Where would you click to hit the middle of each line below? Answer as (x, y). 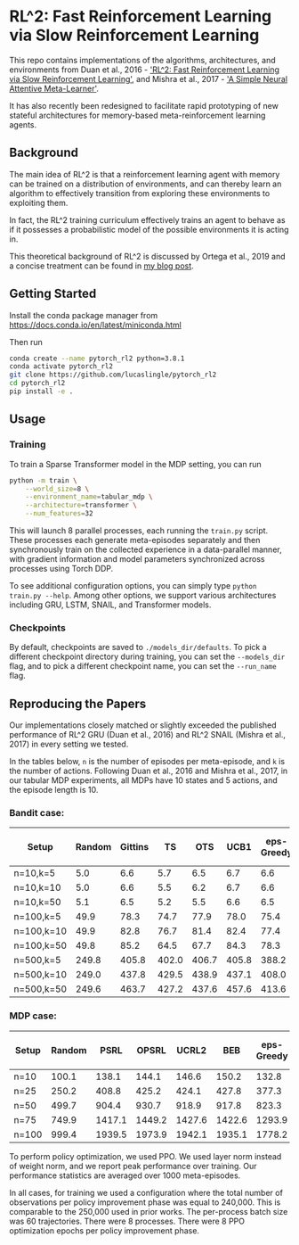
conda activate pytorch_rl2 (61, 367)
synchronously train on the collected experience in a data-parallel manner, (145, 549)
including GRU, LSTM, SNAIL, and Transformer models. (110, 605)
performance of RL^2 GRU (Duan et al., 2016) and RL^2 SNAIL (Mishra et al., (148, 735)
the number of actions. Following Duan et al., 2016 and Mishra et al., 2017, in (149, 771)
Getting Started (53, 294)
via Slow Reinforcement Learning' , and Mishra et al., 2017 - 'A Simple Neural (148, 78)
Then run (26, 342)
